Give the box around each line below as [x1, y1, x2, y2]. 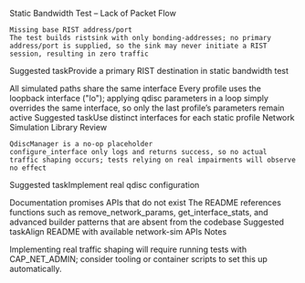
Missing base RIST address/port [9, 26, 132, 35]
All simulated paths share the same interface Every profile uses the [9, 83, 262, 94]
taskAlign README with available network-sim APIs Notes [9, 226, 227, 236]
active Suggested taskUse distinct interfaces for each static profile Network [9, 112, 295, 122]
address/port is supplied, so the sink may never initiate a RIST [9, 41, 268, 50]
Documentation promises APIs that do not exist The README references [9, 197, 281, 208]
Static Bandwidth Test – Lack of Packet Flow [9, 8, 176, 18]
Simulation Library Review [9, 122, 108, 132]
